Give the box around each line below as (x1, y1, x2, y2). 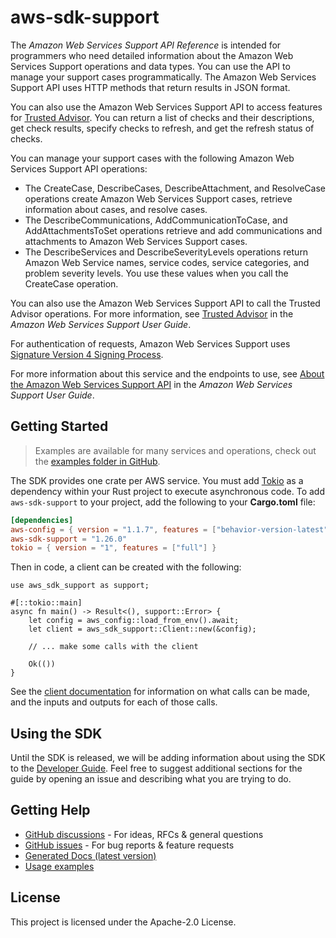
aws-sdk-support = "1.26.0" (10, 534, 128, 544)
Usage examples (24, 860, 95, 872)
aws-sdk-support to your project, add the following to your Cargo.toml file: (10, 496, 316, 508)
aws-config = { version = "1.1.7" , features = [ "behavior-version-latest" (10, 524, 329, 535)
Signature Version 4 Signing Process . (10, 348, 164, 360)
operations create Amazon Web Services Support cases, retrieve (24, 192, 293, 205)
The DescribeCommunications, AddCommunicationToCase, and (24, 214, 288, 226)
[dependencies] (10, 515, 74, 525)
